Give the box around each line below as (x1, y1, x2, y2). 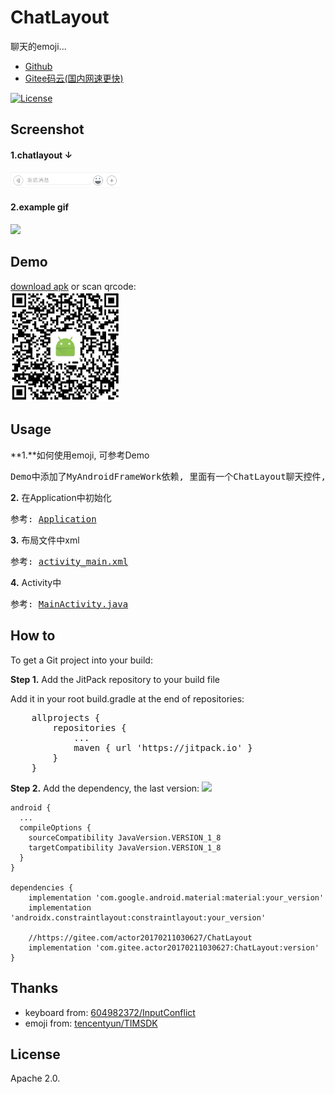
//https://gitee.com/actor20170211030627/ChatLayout (28, 932, 253, 943)
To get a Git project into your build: (10, 654, 153, 666)
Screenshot (10, 121, 85, 138)
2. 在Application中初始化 (10, 491, 112, 503)
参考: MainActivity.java (10, 598, 129, 610)
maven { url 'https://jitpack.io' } (73, 742, 253, 753)
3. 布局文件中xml (10, 534, 80, 546)
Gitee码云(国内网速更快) (24, 72, 124, 84)
